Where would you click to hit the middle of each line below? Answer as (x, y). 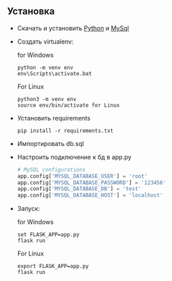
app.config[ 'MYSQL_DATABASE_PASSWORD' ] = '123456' (92, 183)
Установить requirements (54, 118)
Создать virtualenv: (45, 42)
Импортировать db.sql (50, 143)
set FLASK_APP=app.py (48, 235)
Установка (31, 11)
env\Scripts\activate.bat (54, 73)
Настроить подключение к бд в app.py (74, 157)
